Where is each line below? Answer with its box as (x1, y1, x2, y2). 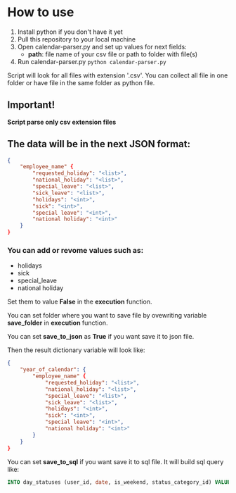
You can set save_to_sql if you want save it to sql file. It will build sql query (7, 457, 224, 466)
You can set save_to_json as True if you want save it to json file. (7, 332, 195, 341)
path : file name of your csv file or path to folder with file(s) (27, 50, 198, 58)
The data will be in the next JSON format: (7, 138, 191, 150)
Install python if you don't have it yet (17, 27, 123, 36)
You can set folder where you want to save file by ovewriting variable (7, 311, 207, 320)
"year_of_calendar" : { (20, 366, 86, 373)
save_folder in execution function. (7, 318, 108, 327)
